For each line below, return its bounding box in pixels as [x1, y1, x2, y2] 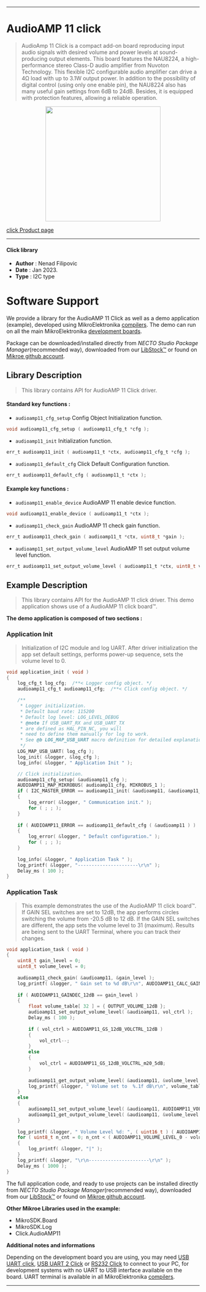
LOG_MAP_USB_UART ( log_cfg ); [17, 749, 95, 755]
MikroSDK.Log [15, 1223, 52, 1230]
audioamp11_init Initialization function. [15, 437, 112, 445]
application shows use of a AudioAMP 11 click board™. [21, 603, 158, 610]
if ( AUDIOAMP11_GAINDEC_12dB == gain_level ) [17, 992, 139, 998]
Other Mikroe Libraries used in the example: [6, 1204, 121, 1212]
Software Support [6, 294, 99, 308]
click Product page [6, 226, 54, 234]
